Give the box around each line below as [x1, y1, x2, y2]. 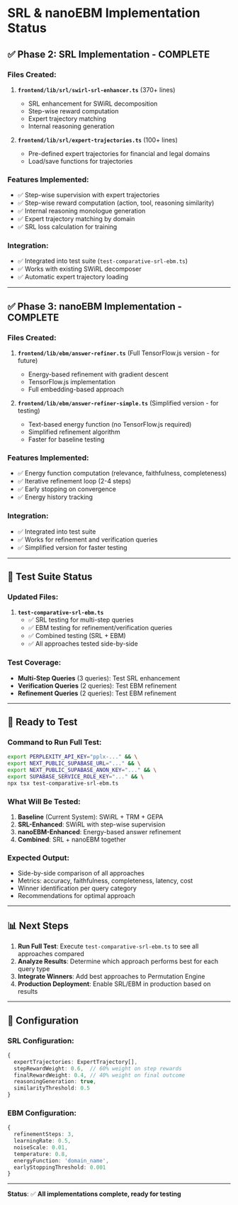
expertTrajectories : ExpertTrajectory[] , [13, 1058, 138, 1065]
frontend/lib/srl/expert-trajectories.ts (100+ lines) [17, 135, 178, 144]
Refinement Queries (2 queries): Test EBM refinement [17, 689, 177, 697]
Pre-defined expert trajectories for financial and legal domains [28, 149, 210, 157]
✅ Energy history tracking [17, 493, 93, 501]
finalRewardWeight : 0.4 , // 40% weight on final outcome [13, 1072, 186, 1079]
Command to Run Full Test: [7, 737, 102, 747]
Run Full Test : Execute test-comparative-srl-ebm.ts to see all [17, 942, 199, 951]
